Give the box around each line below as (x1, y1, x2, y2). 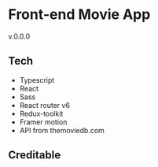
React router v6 (19, 100, 71, 109)
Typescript (19, 75, 55, 84)
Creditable (8, 148, 61, 162)
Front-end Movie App (8, 6, 151, 24)
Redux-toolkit (19, 109, 64, 118)
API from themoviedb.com (19, 125, 105, 135)
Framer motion (19, 117, 68, 127)
